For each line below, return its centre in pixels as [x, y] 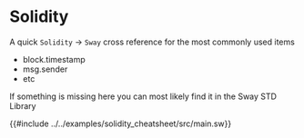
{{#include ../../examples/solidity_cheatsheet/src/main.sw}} [121, 123]
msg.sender [45, 69]
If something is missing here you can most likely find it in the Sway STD [143, 96]
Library [23, 105]
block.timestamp [54, 59]
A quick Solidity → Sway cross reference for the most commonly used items [152, 42]
